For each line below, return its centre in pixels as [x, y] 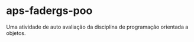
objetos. [16, 33]
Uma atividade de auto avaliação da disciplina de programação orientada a [97, 27]
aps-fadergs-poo [49, 11]
